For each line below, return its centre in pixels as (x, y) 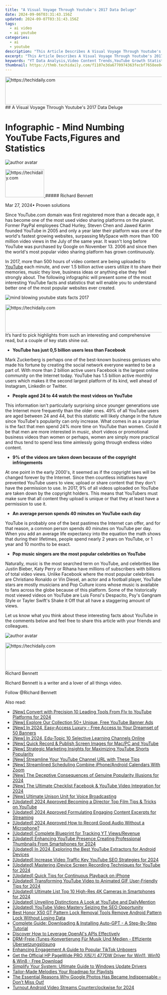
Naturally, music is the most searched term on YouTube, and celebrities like (82, 564)
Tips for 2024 (26, 886)
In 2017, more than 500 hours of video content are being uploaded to (75, 262)
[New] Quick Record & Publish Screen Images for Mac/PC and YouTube (85, 743)
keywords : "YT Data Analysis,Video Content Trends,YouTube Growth (75, 61)
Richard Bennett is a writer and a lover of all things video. (64, 683)
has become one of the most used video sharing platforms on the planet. (80, 220)
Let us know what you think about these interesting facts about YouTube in (82, 616)
